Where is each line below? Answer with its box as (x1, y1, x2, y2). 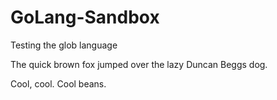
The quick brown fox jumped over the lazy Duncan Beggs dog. (10, 58, 268, 70)
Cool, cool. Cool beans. (10, 77, 107, 90)
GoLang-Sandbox (10, 6, 160, 29)
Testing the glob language (10, 39, 118, 51)
